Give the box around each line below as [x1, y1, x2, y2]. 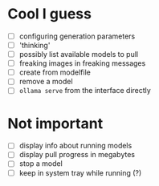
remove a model [18, 77, 73, 87]
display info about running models [18, 141, 132, 151]
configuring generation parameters [18, 31, 136, 41]
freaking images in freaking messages [18, 59, 146, 68]
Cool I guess [7, 5, 92, 23]
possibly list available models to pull [18, 50, 138, 59]
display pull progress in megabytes [18, 150, 136, 160]
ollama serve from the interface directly [18, 86, 152, 95]
